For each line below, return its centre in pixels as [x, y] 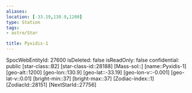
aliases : [17, 11]
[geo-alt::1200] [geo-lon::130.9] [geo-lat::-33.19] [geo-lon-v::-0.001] [88, 72]
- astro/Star [22, 33]
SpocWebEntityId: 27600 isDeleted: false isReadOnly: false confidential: [93, 60]
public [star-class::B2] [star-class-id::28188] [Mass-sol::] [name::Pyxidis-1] [96, 66]
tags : [13, 28]
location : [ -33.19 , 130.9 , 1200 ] [44, 17]
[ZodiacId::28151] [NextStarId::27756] [51, 85]
